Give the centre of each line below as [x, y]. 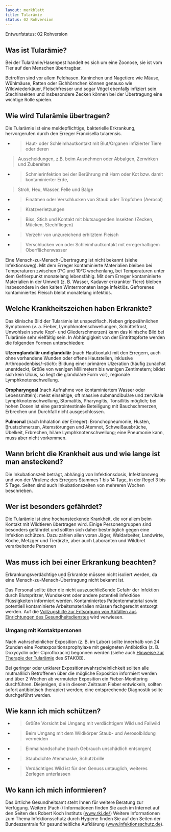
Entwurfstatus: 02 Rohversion [36, 34]
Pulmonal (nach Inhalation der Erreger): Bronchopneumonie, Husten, [78, 421]
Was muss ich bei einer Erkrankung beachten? [81, 562]
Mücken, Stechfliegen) [49, 225]
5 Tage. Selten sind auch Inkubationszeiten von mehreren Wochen [75, 485]
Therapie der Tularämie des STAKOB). [45, 658]
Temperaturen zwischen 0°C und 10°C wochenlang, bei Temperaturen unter [85, 271]
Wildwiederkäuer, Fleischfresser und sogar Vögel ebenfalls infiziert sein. [81, 89]
